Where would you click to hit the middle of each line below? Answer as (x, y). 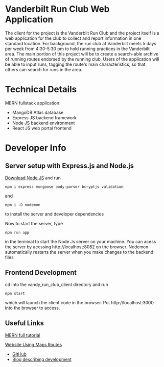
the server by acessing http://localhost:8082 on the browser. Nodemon (77, 247)
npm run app (17, 232)
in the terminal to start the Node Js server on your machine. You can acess (81, 241)
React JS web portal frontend (42, 128)
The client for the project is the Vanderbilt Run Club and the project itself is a (82, 33)
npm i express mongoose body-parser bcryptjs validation (64, 187)
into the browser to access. (33, 308)
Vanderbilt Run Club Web (58, 9)
